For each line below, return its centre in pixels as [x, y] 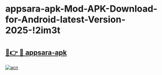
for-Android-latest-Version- [66, 20]
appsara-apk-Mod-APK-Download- [81, 9]
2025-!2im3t [33, 30]
